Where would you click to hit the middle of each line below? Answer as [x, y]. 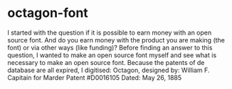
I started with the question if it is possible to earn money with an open [110, 32]
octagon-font [48, 13]
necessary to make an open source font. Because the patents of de [106, 62]
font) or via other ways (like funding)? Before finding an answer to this [110, 47]
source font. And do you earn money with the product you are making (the [116, 40]
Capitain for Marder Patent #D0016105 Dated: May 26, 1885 [95, 77]
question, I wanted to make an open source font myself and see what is [112, 55]
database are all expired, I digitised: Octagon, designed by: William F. [109, 70]
